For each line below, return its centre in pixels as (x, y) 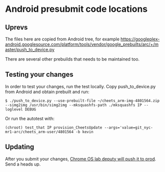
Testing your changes (39, 75)
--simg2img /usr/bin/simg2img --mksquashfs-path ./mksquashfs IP (73, 105)
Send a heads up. (23, 164)
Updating (20, 147)
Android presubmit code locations (76, 9)
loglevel (14, 109)
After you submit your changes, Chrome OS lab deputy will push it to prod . (81, 159)
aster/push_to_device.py (30, 50)
